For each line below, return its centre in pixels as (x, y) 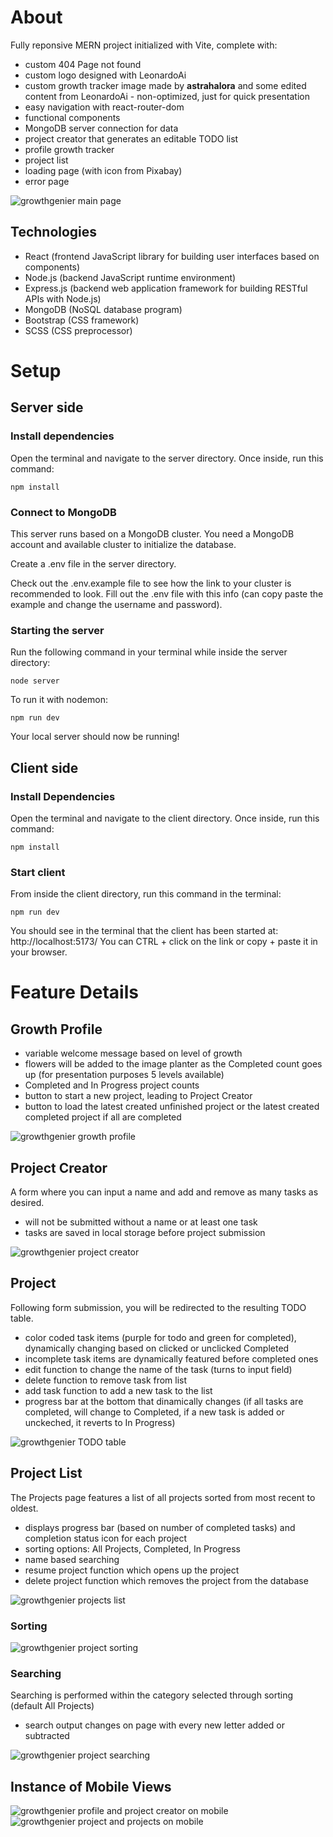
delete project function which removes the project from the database (166, 1580)
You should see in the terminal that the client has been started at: (144, 931)
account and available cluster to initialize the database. (123, 544)
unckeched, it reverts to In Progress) (100, 1422)
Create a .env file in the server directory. (93, 563)
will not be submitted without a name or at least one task (141, 1222)
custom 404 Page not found (83, 64)
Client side (44, 767)
